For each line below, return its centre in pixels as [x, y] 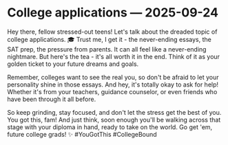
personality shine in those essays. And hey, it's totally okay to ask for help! [113, 85]
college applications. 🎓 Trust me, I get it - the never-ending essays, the [109, 39]
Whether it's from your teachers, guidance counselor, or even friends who [112, 91]
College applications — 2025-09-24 [113, 13]
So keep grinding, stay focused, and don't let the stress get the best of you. [114, 112]
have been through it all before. [52, 99]
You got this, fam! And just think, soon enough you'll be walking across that [114, 120]
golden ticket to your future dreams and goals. [73, 64]
